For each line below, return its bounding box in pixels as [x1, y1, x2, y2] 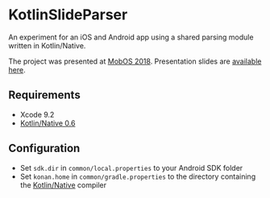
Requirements [8, 89, 81, 102]
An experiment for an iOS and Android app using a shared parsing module [8, 32, 254, 42]
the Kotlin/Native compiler [19, 179, 107, 190]
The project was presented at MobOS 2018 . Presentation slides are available [8, 56, 262, 66]
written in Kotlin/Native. [8, 40, 86, 50]
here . [8, 64, 26, 74]
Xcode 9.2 [19, 109, 55, 119]
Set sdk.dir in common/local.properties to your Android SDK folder [19, 163, 243, 172]
